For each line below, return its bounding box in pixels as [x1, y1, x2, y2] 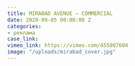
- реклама [7, 29, 36, 36]
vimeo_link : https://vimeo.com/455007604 [7, 42, 129, 49]
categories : [7, 23, 42, 30]
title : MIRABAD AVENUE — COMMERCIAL [7, 10, 113, 17]
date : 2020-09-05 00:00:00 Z [7, 16, 91, 23]
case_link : [7, 36, 39, 43]
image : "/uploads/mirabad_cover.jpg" [7, 49, 116, 56]
